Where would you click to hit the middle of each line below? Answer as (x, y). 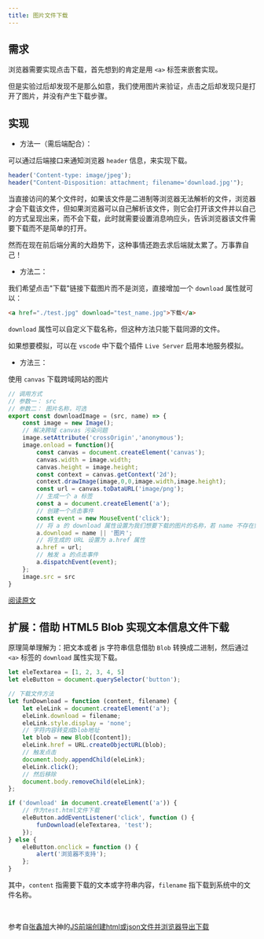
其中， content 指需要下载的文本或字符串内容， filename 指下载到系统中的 (126, 885)
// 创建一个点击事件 (65, 511)
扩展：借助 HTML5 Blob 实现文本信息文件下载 (119, 627)
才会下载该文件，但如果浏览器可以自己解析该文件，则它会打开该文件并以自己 (132, 208)
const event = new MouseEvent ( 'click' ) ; (103, 518)
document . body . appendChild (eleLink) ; (84, 760)
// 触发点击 (39, 753)
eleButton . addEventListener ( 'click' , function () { (108, 818)
